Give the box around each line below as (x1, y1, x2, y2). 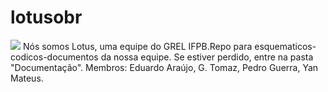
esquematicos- (254, 40, 317, 52)
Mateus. (10, 72, 44, 84)
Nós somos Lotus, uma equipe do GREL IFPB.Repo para (22, 40, 253, 52)
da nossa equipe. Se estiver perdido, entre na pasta (100, 51, 314, 63)
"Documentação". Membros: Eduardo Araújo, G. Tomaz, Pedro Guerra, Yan (10, 61, 319, 73)
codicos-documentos (10, 51, 99, 63)
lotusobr (10, 6, 83, 29)
